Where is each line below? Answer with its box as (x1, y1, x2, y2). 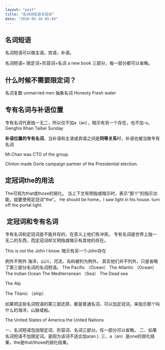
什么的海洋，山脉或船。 (5, 307, 53, 313)
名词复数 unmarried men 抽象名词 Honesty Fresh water (5, 90, 116, 96)
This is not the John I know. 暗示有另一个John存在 (5, 248, 107, 254)
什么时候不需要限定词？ (5, 76, 76, 84)
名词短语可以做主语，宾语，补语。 (5, 50, 74, 56)
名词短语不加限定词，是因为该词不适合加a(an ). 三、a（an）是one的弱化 (5, 333, 151, 339)
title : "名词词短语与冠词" (5, 12, 55, 17)
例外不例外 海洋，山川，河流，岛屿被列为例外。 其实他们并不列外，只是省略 (5, 259, 158, 264)
